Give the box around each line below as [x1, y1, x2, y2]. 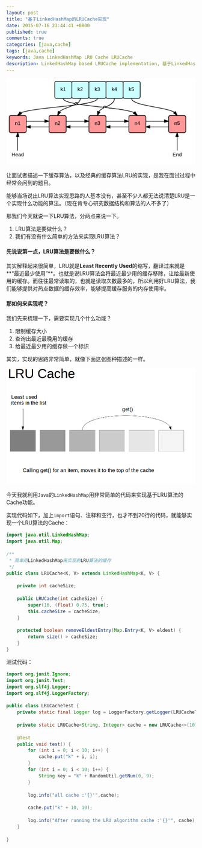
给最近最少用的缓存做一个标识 [14, 342, 89, 349]
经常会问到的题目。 [6, 179, 54, 186]
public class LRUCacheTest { [6, 703, 79, 709]
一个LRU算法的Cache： [11, 519, 70, 526]
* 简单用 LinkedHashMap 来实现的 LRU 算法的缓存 [8, 557, 111, 564]
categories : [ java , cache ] [6, 42, 71, 48]
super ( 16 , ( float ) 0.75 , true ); [28, 602, 109, 608]
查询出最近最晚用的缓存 [14, 335, 73, 342]
